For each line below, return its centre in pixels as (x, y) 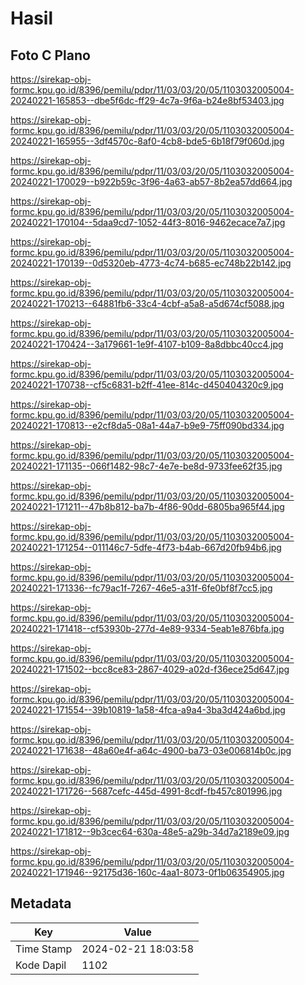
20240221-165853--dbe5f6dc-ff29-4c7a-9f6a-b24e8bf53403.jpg (147, 100)
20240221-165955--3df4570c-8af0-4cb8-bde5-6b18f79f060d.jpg (147, 141)
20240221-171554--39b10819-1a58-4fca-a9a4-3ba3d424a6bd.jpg (148, 710)
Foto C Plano (50, 55)
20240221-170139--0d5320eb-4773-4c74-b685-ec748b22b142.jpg (151, 263)
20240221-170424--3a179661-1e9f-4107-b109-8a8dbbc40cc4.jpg (147, 344)
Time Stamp (44, 949)
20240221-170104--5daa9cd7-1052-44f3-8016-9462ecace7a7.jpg (148, 222)
